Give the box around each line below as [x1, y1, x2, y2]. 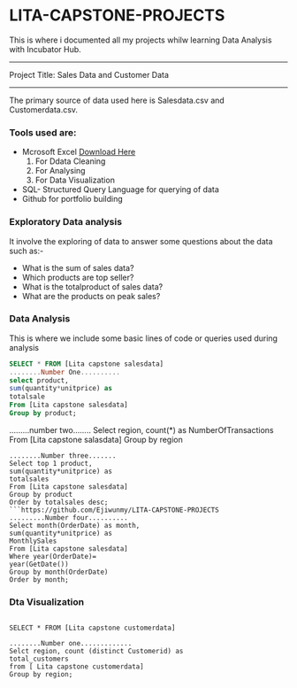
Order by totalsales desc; [9, 498, 109, 506]
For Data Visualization [34, 174, 115, 186]
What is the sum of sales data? [21, 262, 134, 273]
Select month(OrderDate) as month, [9, 521, 141, 530]
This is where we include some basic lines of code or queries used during [9, 333, 278, 344]
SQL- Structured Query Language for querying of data [21, 184, 219, 195]
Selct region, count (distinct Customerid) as [9, 647, 184, 656]
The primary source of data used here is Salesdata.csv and [9, 95, 225, 105]
